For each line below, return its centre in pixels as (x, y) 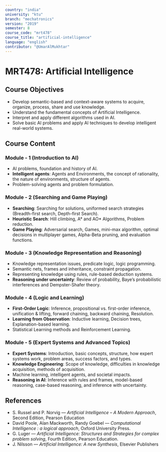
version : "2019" (22, 24)
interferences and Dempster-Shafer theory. (56, 284)
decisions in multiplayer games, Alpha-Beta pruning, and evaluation (81, 235)
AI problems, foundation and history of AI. (55, 169)
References (23, 401)
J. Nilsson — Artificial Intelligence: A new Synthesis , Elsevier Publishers (85, 444)
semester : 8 (17, 28)
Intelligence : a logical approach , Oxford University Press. (71, 429)
